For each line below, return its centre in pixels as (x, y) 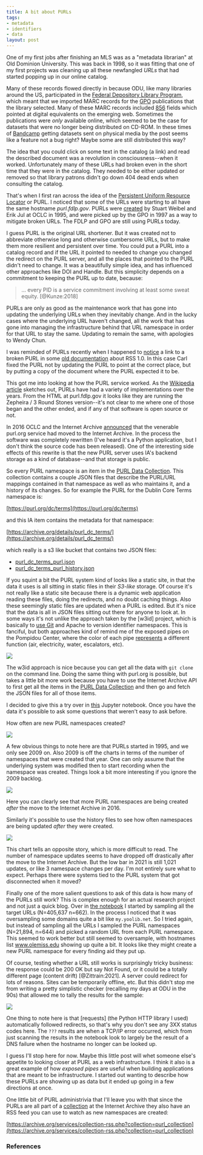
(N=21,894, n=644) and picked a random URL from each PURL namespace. (101, 932)
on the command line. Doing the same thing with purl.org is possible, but (97, 674)
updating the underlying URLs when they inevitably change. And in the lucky (102, 315)
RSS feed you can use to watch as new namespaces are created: (87, 1112)
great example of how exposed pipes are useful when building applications (100, 1068)
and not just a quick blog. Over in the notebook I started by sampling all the (100, 906)
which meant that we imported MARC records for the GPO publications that (100, 101)
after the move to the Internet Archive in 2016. (64, 808)
